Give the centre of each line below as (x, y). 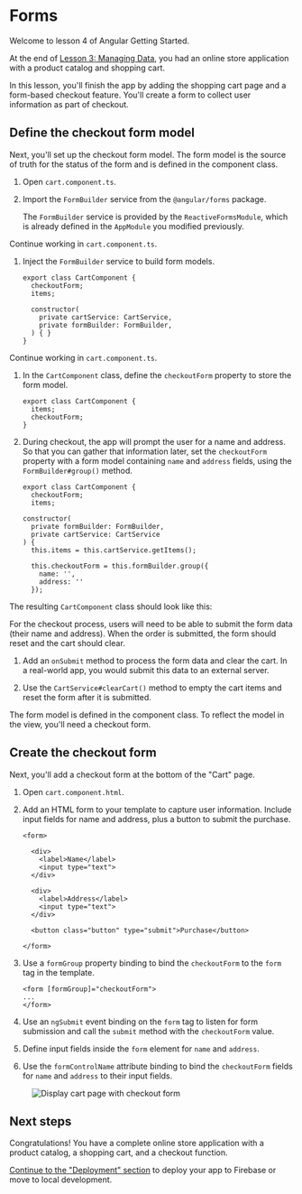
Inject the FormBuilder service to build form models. (118, 261)
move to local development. (61, 1180)
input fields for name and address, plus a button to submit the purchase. (156, 819)
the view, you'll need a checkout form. (80, 724)
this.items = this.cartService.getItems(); (114, 550)
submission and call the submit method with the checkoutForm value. (148, 1031)
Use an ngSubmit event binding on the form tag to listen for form (140, 1022)
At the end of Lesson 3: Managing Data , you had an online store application (149, 58)
